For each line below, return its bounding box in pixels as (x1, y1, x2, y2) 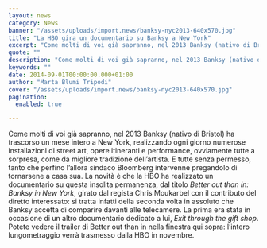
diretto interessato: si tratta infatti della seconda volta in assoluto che (8, 196, 234, 207)
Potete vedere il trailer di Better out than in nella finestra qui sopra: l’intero (8, 222, 250, 231)
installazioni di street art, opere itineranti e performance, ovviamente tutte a (8, 146, 256, 156)
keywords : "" (8, 64, 52, 72)
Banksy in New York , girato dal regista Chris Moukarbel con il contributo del (8, 188, 257, 198)
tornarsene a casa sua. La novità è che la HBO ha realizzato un (8, 172, 214, 181)
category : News (8, 19, 59, 27)
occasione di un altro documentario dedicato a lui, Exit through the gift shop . (8, 214, 259, 223)
